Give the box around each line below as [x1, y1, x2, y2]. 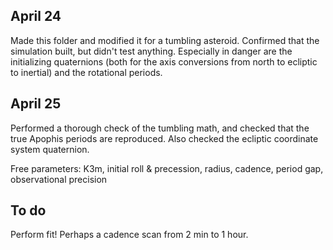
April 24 [10, 8, 62, 25]
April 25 [10, 95, 62, 113]
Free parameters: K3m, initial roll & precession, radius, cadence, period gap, [10, 162, 324, 174]
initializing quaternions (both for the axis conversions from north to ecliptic [10, 55, 318, 68]
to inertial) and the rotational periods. [10, 66, 163, 78]
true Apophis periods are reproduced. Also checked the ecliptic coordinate [10, 132, 319, 144]
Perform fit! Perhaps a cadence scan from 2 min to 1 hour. [10, 229, 249, 241]
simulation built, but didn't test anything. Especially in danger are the [10, 45, 293, 57]
